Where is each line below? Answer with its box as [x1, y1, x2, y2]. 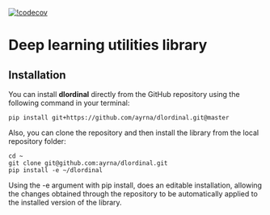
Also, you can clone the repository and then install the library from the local [8, 128, 259, 137]
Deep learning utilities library [8, 36, 208, 54]
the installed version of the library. [8, 198, 123, 207]
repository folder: [8, 137, 66, 145]
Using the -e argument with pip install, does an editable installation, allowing [8, 180, 263, 190]
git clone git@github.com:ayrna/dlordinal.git [8, 159, 168, 167]
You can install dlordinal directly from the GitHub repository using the [8, 90, 240, 99]
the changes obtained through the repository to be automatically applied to [8, 189, 259, 198]
